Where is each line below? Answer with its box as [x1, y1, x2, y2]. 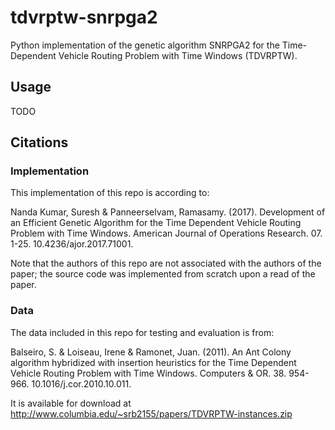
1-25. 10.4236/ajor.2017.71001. [10, 238, 134, 250]
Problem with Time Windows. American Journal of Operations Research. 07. [10, 227, 323, 240]
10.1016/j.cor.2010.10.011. [31, 377, 132, 390]
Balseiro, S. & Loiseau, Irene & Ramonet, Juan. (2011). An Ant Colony [10, 346, 292, 358]
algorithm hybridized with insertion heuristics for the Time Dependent [10, 356, 297, 368]
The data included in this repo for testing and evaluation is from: [10, 326, 275, 338]
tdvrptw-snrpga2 [10, 6, 158, 29]
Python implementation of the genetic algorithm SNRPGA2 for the [10, 39, 280, 51]
